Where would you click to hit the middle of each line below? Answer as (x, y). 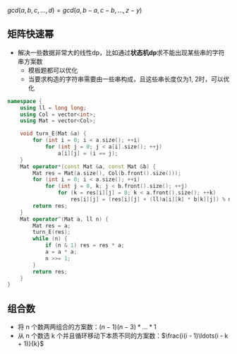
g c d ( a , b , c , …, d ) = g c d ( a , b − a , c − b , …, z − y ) (75, 10)
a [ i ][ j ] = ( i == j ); (88, 153)
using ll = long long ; (53, 108)
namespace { (25, 101)
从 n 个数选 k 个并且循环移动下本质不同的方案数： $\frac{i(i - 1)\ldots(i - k (123, 336)
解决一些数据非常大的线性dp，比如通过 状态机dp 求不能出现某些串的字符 (121, 52)
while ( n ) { (50, 239)
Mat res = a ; (52, 225)
